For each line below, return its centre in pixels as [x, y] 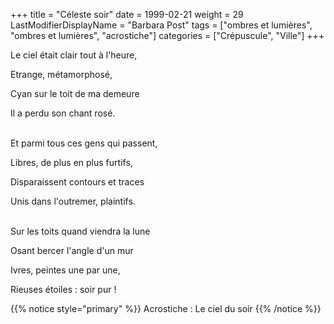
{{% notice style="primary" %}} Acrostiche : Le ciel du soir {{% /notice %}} [166, 308]
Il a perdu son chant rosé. [63, 113]
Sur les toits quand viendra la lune [80, 231]
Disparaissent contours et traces [77, 182]
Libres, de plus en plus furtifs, [71, 162]
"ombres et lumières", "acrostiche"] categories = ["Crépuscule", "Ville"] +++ [167, 35]
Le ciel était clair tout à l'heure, [74, 55]
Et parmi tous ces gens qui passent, [84, 143]
